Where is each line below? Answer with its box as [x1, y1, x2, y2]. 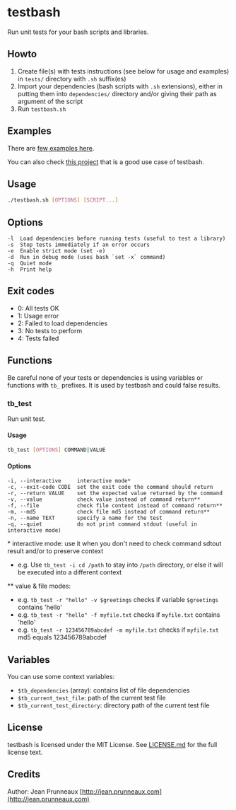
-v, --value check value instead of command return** [7, 496, 201, 503]
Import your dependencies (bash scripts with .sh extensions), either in [17, 82, 223, 91]
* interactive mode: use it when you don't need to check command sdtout [7, 539, 222, 548]
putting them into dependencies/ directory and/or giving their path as [17, 89, 217, 98]
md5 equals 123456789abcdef [17, 633, 107, 642]
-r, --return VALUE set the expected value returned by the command [7, 490, 223, 497]
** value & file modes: [7, 582, 71, 591]
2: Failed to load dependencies [17, 319, 108, 328]
